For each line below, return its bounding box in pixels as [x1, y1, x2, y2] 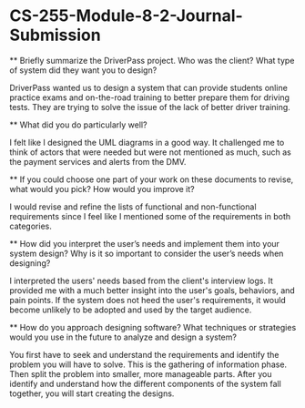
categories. [9, 220, 52, 231]
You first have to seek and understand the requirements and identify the [9, 349, 280, 360]
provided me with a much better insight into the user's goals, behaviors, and [9, 284, 296, 296]
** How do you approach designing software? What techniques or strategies [9, 321, 297, 332]
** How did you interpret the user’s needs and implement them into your [9, 238, 280, 249]
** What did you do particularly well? [9, 119, 147, 130]
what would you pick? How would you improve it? [9, 183, 195, 194]
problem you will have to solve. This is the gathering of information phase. [9, 359, 288, 370]
